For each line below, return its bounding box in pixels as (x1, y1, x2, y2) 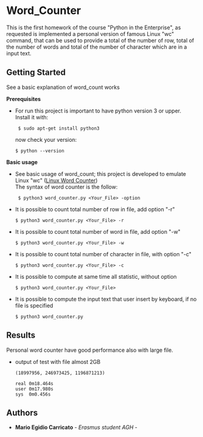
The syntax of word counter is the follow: (15, 183, 118, 191)
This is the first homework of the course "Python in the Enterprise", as (6, 24, 181, 31)
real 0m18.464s (15, 380, 54, 386)
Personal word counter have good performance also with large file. (6, 346, 174, 354)
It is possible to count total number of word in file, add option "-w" (15, 228, 181, 235)
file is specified (15, 302, 53, 309)
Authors (6, 407, 38, 418)
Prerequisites (6, 95, 41, 102)
